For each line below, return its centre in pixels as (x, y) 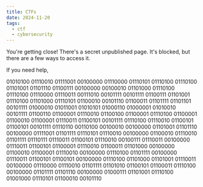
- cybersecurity (32, 35)
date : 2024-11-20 (28, 18)
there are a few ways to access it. (48, 58)
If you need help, (27, 70)
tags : (13, 23)
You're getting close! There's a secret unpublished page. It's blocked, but (98, 52)
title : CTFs (21, 12)
